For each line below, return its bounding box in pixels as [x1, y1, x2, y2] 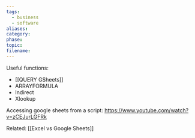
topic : [6, 43, 23, 49]
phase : [6, 37, 23, 43]
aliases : [6, 25, 28, 32]
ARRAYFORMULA [14, 82, 59, 89]
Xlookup [14, 95, 36, 102]
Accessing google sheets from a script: [6, 106, 103, 114]
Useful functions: [6, 64, 49, 71]
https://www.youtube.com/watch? [104, 106, 189, 114]
